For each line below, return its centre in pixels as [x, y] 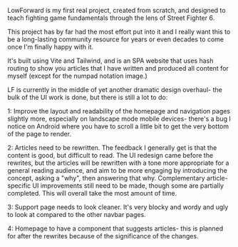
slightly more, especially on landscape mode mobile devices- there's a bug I [119, 119]
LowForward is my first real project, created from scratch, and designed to [117, 10]
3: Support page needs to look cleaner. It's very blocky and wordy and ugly [118, 207]
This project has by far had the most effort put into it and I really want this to [119, 32]
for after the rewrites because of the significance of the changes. [103, 236]
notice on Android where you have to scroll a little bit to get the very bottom [118, 126]
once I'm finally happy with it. [51, 47]
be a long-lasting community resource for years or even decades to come [116, 39]
